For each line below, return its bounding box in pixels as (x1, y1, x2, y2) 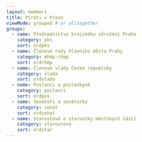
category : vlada (17, 71, 59, 77)
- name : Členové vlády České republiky (11, 65, 112, 71)
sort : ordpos (17, 93, 50, 99)
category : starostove (17, 121, 71, 127)
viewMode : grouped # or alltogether (6, 20, 98, 26)
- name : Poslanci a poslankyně (11, 82, 91, 88)
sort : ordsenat (17, 110, 56, 116)
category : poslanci (17, 88, 66, 94)
